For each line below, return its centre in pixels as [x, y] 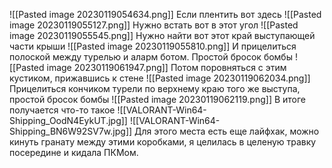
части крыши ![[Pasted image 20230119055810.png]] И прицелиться [153, 46]
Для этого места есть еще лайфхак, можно [227, 131]
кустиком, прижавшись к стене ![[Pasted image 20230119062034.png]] [160, 78]
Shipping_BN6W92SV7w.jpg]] [71, 131]
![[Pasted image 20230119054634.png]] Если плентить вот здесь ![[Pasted [165, 14]
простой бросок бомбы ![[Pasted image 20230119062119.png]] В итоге [158, 99]
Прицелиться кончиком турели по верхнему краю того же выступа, [155, 88]
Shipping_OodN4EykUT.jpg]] [68, 120]
